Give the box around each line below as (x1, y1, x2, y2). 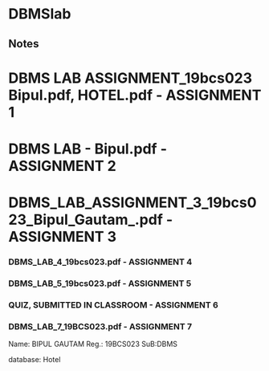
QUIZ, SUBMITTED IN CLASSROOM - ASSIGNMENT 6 (8, 299, 218, 310)
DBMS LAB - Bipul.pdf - (8, 140, 167, 157)
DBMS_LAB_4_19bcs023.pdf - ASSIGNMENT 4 (8, 256, 193, 267)
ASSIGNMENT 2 (8, 157, 116, 175)
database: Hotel (8, 355, 61, 365)
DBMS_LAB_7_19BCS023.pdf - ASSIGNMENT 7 (8, 320, 193, 332)
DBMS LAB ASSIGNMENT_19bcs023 (8, 69, 253, 87)
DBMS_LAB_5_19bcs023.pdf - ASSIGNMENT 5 (8, 278, 192, 289)
